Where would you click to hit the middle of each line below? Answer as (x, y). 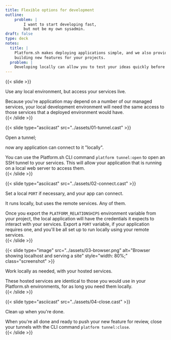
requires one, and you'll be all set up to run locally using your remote (77, 230)
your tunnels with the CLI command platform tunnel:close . (68, 327)
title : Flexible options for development (50, 10)
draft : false (19, 34)
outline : (15, 15)
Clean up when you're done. (35, 312)
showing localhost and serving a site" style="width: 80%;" (67, 256)
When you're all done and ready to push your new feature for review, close (83, 322)
